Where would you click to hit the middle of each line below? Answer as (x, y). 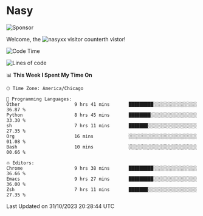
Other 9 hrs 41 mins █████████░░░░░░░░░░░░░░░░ (102, 104)
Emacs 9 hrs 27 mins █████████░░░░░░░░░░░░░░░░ (102, 179)
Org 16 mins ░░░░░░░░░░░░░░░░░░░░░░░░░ (102, 136)
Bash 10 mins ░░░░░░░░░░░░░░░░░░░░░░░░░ (102, 147)
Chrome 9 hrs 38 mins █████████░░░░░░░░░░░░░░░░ (102, 168)
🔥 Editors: (20, 163)
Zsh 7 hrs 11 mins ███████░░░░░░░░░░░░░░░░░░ (102, 189)
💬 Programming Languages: (39, 99)
